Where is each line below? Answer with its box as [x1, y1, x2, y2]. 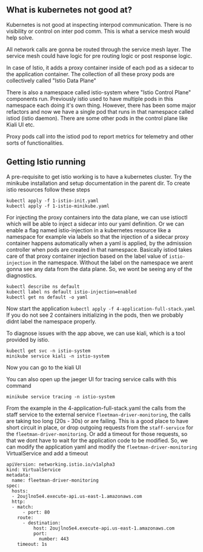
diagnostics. [6, 272, 37, 279]
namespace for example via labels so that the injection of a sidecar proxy [6, 233, 189, 240]
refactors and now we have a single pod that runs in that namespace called [6, 108, 194, 115]
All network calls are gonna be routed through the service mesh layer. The [6, 46, 191, 53]
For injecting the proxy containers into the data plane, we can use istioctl [6, 213, 188, 221]
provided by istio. [6, 336, 50, 343]
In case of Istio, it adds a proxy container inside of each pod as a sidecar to [6, 64, 194, 71]
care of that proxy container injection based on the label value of [6, 252, 168, 260]
